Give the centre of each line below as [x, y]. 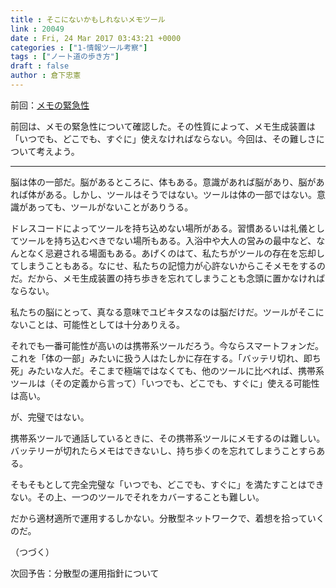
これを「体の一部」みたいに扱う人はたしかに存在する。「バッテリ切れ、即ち [166, 358]
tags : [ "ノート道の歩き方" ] [65, 57]
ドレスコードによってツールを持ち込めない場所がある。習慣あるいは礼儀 [159, 228]
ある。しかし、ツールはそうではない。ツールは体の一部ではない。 [180, 194]
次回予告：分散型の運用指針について [85, 573]
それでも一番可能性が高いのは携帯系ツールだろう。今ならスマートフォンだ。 [167, 345]
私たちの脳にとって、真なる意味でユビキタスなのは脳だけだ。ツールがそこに [167, 312]
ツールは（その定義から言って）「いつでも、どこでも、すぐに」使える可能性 [165, 383]
